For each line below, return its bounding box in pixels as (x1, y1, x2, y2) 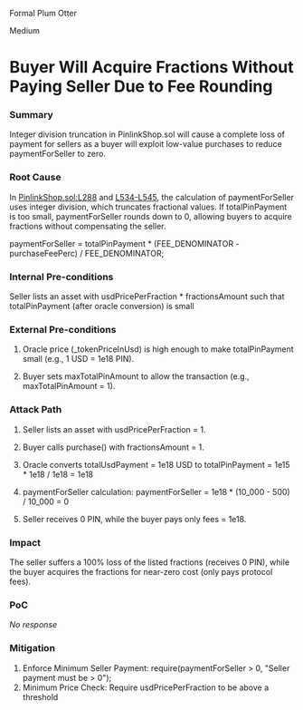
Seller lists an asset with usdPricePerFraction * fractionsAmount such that (9, 291, 285, 302)
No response (9, 619, 58, 630)
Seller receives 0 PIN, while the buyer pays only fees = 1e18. (22, 513, 247, 524)
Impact (9, 536, 42, 549)
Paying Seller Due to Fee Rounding (9, 76, 273, 97)
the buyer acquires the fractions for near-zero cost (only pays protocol (9, 566, 273, 577)
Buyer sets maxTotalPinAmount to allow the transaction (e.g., (22, 371, 251, 382)
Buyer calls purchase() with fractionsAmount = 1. (22, 442, 205, 452)
